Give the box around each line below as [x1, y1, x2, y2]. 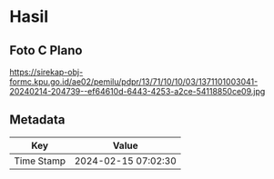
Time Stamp [14, 154, 66, 167]
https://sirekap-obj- [9, 66, 84, 77]
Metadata [9, 112, 66, 128]
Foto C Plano [9, 43, 83, 58]
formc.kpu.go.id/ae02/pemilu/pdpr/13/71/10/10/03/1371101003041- [9, 76, 259, 87]
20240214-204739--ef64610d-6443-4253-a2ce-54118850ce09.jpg [9, 86, 266, 96]
